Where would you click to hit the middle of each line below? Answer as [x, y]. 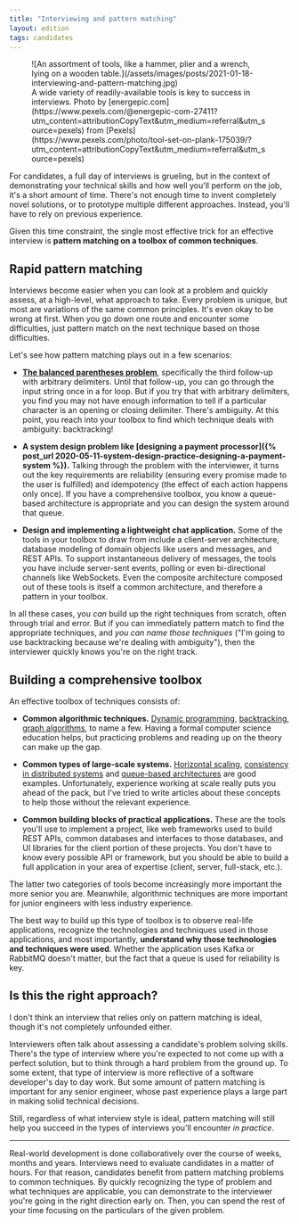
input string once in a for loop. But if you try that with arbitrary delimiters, [156, 392]
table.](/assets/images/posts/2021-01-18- [177, 74]
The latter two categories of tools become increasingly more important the [146, 884]
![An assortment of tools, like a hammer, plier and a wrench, [141, 64]
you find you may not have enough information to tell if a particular [144, 401]
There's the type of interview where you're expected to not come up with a [147, 1054]
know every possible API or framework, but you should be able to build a [155, 857]
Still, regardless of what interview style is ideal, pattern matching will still [142, 1118]
